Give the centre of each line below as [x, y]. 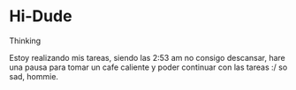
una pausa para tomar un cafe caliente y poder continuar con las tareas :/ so [148, 67]
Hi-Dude [41, 16]
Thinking [25, 41]
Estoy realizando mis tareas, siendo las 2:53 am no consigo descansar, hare [147, 57]
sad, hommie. [34, 76]
